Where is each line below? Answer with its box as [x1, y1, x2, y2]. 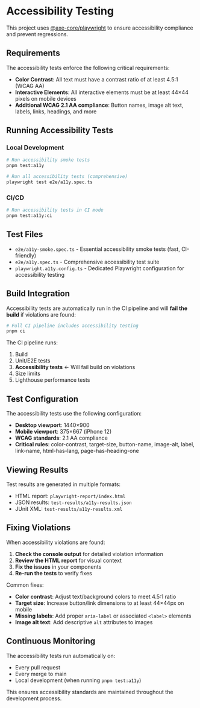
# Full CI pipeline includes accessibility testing [6, 323, 139, 329]
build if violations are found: [6, 311, 77, 318]
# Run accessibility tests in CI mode [6, 207, 104, 213]
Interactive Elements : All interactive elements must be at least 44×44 [14, 89, 189, 96]
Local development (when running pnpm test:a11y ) [14, 677, 142, 684]
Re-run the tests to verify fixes [14, 569, 92, 577]
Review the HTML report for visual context [14, 557, 122, 564]
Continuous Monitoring [6, 636, 95, 646]
